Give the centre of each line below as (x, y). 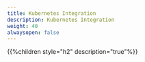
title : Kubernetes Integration (52, 13)
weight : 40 (23, 26)
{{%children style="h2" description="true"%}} (72, 52)
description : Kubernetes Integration (61, 20)
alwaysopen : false (33, 32)
